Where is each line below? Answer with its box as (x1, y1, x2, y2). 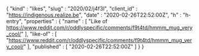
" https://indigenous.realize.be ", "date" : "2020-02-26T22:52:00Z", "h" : (6, 11, 182, 18)
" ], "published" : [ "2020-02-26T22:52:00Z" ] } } (23, 43, 144, 50)
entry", (6, 18, 23, 24)
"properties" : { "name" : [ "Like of (23, 18, 108, 24)
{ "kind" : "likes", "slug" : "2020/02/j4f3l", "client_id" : (6, 5, 138, 12)
